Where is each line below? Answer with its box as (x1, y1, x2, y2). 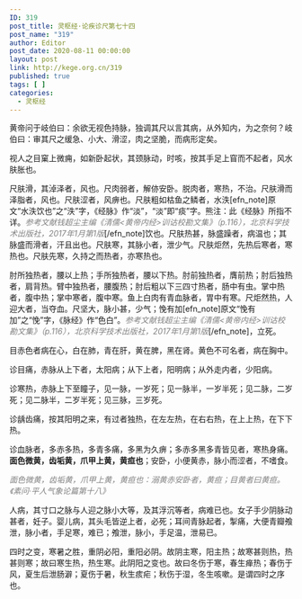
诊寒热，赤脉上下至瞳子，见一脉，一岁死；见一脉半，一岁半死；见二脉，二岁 (9, 383, 293, 394)
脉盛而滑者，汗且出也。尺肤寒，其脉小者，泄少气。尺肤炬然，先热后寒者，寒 (9, 239, 293, 250)
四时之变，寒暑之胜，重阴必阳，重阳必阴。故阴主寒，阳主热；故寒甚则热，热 (9, 546, 293, 558)
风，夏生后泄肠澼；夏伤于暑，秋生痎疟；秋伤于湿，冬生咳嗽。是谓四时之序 (9, 568, 285, 580)
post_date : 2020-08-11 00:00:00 (9, 47, 130, 56)
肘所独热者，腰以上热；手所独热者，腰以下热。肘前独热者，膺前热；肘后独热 (9, 270, 293, 281)
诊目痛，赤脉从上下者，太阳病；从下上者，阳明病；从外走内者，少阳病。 (9, 364, 277, 375)
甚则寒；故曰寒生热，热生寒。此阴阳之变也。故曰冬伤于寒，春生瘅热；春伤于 (9, 558, 293, 568)
